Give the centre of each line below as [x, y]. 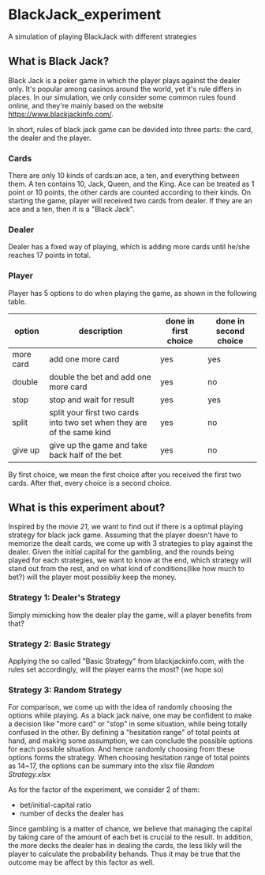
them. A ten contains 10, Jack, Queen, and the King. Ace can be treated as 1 [131, 184]
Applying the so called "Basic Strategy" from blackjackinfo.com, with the [126, 661]
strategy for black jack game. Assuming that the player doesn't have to [123, 535]
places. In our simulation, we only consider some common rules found [122, 97]
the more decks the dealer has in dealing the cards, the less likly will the [125, 846]
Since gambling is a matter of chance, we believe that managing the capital [130, 829]
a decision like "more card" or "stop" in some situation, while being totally [128, 724]
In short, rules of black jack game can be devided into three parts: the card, [131, 129]
